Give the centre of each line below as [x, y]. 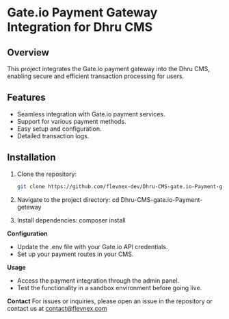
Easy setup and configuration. [59, 129]
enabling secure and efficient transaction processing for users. [96, 76]
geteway [29, 207]
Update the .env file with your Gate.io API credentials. [92, 246]
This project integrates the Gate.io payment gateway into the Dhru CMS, [108, 69]
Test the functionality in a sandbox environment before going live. [109, 288]
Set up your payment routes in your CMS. [75, 254]
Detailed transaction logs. [53, 136]
